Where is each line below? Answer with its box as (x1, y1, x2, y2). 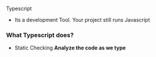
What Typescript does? (6, 31, 74, 39)
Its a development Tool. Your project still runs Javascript (14, 16, 150, 23)
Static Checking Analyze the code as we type (14, 44, 126, 52)
